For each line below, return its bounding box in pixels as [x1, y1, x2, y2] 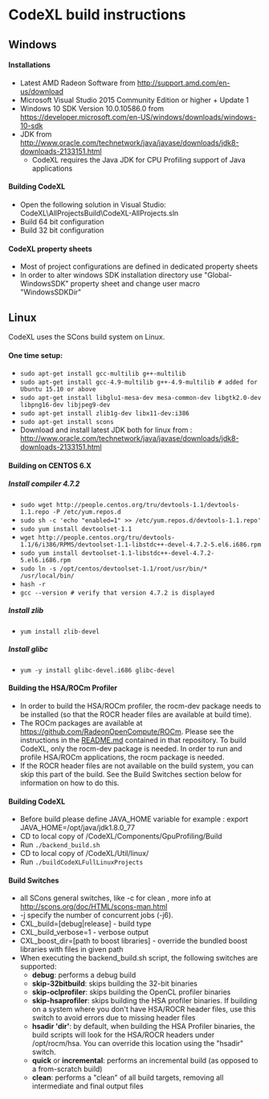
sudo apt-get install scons [19, 418, 114, 426]
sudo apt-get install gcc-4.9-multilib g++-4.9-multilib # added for [19, 378, 259, 387]
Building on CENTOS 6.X [8, 460, 92, 470]
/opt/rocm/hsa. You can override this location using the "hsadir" [31, 1039, 244, 1048]
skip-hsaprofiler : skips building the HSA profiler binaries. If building [31, 996, 258, 1006]
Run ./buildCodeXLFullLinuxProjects [19, 857, 144, 866]
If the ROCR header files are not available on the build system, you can [19, 760, 255, 770]
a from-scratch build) [31, 1064, 103, 1074]
